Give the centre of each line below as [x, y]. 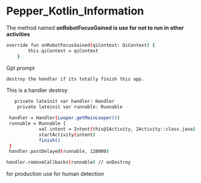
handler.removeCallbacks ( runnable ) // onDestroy [69, 163]
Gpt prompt [21, 68]
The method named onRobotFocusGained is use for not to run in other [95, 28]
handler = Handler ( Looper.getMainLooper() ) [64, 118]
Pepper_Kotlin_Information [75, 11]
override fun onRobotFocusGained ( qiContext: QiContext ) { [81, 45]
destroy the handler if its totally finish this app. [75, 79]
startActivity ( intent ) [67, 135]
